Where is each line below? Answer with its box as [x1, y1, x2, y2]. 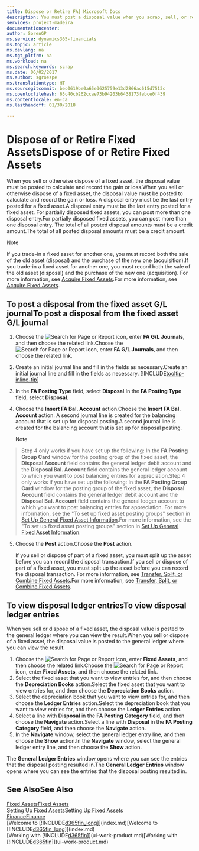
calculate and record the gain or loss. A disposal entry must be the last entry [6, 196, 193, 203]
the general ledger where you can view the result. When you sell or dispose [6, 632, 190, 639]
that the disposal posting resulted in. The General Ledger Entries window [6, 761, 184, 769]
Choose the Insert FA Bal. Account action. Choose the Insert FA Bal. [15, 406, 181, 413]
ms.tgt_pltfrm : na [6, 53, 52, 59]
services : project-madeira [6, 20, 73, 25]
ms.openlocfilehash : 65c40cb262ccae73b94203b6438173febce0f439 [6, 91, 166, 97]
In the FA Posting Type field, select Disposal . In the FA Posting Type [15, 388, 182, 395]
